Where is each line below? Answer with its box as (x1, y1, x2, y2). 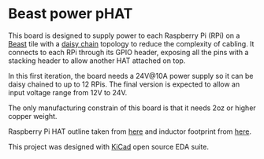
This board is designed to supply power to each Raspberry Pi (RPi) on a (8, 31, 240, 40)
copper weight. (8, 111, 58, 120)
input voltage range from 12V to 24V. (8, 87, 128, 97)
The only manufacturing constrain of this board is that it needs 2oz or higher (8, 103, 256, 113)
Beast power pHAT (8, 5, 133, 23)
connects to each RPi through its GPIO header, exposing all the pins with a (8, 47, 249, 57)
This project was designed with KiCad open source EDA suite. (8, 142, 209, 151)
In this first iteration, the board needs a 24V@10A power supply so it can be (8, 71, 254, 80)
